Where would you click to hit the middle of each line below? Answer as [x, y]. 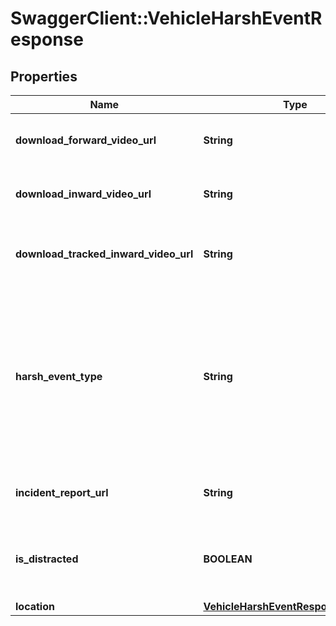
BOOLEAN [228, 559]
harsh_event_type [59, 376]
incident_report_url [62, 492]
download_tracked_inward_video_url [104, 254]
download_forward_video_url [86, 140]
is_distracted [47, 559]
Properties [44, 76]
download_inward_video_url [83, 194]
